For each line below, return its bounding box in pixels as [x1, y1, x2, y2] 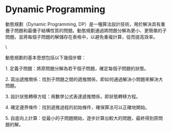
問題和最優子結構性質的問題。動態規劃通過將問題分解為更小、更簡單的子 [14, 27, 167, 34]
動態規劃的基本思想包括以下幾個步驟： [5, 55, 86, 61]
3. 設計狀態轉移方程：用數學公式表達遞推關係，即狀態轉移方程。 [5, 93, 141, 99]
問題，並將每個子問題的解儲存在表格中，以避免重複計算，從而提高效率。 [5, 34, 158, 40]
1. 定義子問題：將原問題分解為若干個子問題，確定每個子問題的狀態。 [5, 65, 149, 71]
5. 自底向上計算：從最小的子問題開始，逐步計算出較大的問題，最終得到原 [5, 115, 159, 121]
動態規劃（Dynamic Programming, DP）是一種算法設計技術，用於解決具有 [5, 21, 161, 27]
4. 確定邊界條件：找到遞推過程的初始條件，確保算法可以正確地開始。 [5, 104, 150, 110]
